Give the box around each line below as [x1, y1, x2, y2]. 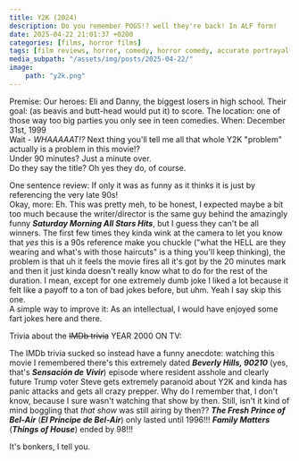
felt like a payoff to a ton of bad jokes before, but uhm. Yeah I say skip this [9, 284, 282, 295]
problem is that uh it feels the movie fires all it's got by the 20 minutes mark [9, 256, 287, 267]
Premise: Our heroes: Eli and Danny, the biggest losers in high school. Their [9, 96, 287, 107]
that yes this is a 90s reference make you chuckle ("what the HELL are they [9, 236, 287, 247]
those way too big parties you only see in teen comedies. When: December [9, 115, 286, 125]
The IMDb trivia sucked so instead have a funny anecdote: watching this [9, 347, 275, 358]
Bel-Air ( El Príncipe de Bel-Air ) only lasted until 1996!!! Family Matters [9, 414, 270, 425]
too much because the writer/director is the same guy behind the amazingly [9, 208, 288, 219]
